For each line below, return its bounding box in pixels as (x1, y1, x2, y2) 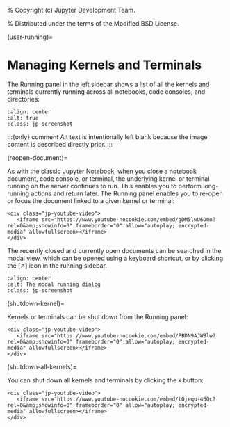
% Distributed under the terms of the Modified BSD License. (7, 19, 179, 27)
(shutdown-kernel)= (7, 299, 65, 307)
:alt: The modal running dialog (7, 281, 101, 288)
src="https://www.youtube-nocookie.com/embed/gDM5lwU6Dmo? (41, 216, 216, 223)
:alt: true (7, 114, 39, 121)
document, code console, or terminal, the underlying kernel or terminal (7, 174, 210, 183)
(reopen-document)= (7, 153, 68, 162)
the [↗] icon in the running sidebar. (7, 261, 108, 270)
